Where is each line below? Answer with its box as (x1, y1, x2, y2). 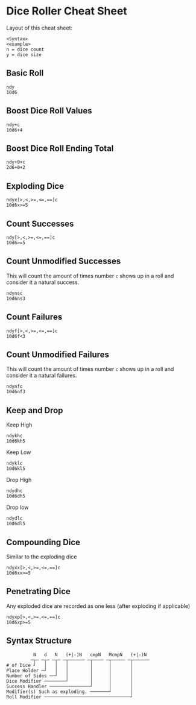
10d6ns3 (6, 296, 26, 302)
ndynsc (6, 290, 23, 296)
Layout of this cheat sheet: (6, 24, 73, 31)
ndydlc (6, 516, 23, 522)
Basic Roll (6, 68, 44, 78)
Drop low (6, 504, 29, 511)
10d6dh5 (6, 493, 26, 499)
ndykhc (6, 433, 23, 439)
